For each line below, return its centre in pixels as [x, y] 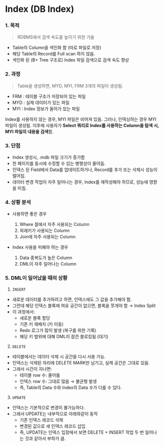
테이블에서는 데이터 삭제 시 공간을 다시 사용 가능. [59, 357]
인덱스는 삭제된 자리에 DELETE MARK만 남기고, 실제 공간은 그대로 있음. [81, 362]
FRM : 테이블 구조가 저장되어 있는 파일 [49, 96]
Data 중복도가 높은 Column [46, 258]
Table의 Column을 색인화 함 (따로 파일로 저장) [57, 47]
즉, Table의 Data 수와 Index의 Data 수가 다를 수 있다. [71, 387]
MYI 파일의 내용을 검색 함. [30, 132]
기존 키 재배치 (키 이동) [42, 324]
